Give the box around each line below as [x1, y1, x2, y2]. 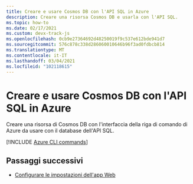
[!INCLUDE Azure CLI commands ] [6, 139, 89, 146]
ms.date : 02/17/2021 [6, 25, 57, 31]
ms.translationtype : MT [6, 47, 65, 53]
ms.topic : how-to [6, 19, 49, 25]
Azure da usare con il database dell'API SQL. [6, 127, 115, 134]
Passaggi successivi [6, 156, 84, 166]
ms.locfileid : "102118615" [6, 63, 73, 70]
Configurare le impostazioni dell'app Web [14, 172, 116, 179]
